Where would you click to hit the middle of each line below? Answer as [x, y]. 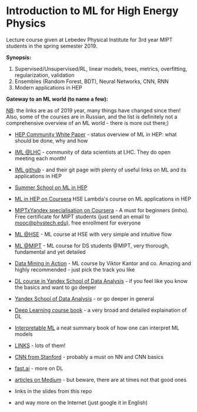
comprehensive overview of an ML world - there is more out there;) [88, 123]
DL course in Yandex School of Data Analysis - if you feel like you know [101, 281]
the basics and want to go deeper [55, 287]
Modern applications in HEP [48, 87]
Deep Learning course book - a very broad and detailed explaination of [101, 310]
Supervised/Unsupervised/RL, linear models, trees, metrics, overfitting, [101, 68]
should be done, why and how [51, 140]
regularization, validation [44, 75]
